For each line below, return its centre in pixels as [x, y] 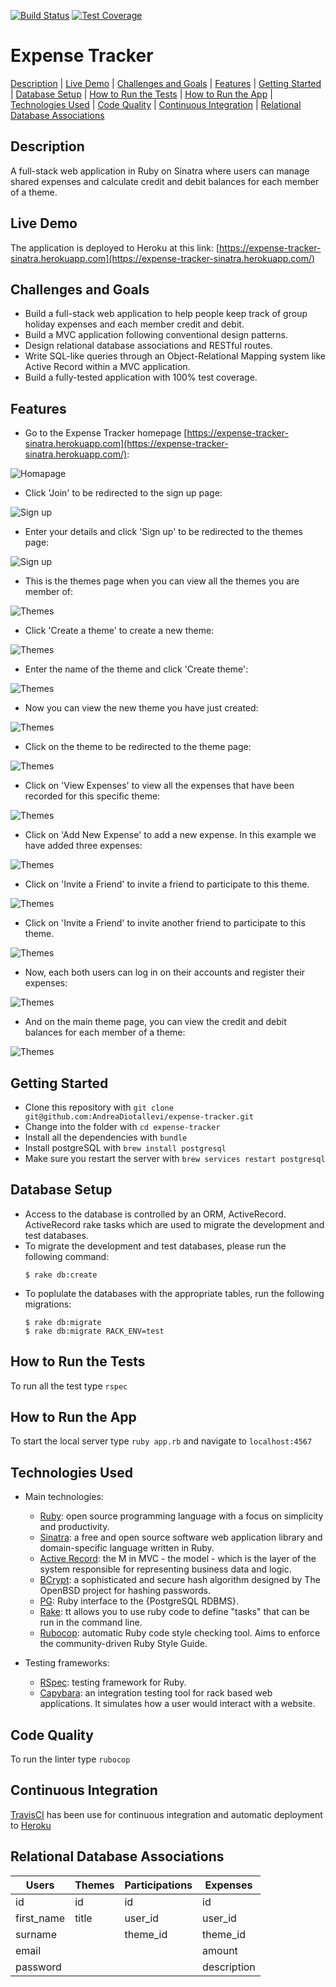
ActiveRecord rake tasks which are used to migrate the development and [174, 1224]
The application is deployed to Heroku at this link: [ [115, 247]
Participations [158, 1885]
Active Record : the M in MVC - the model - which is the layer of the [178, 1559]
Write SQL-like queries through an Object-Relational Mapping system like [175, 356]
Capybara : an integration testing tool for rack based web [156, 1693]
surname [36, 1934]
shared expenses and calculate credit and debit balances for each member [165, 181]
